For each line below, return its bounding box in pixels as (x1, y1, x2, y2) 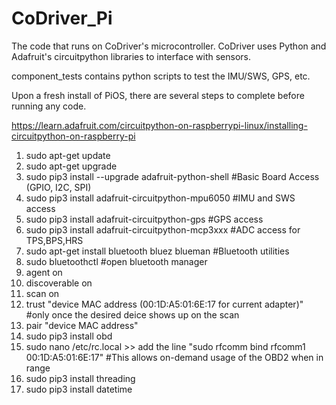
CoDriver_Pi (11, 7, 113, 30)
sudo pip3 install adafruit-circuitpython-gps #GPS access (25, 213, 264, 225)
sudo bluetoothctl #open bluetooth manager (25, 255, 208, 267)
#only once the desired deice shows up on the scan (25, 308, 240, 321)
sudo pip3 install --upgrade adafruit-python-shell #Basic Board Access (25, 170, 320, 182)
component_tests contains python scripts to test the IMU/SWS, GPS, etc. (11, 70, 311, 82)
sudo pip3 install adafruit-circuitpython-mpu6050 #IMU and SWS (25, 192, 296, 204)
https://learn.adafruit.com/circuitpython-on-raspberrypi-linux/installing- (11, 119, 308, 131)
